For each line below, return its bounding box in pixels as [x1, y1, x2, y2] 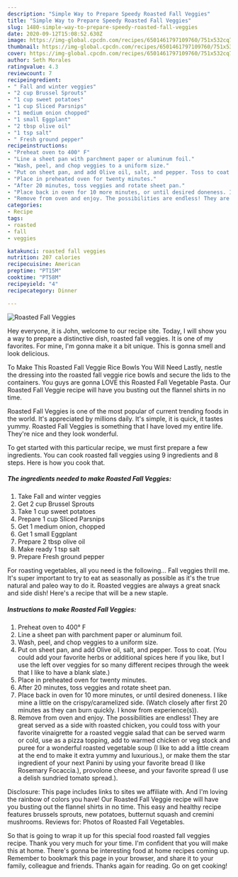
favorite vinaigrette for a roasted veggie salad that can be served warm [17, 729, 225, 737]
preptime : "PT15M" [7, 267, 62, 275]
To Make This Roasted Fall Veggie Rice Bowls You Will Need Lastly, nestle [7, 363, 222, 371]
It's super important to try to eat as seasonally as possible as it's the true [7, 574, 220, 583]
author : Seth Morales [7, 57, 72, 64]
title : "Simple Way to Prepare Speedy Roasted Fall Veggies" [7, 17, 192, 24]
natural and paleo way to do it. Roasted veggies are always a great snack [7, 581, 221, 590]
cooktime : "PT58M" [7, 274, 62, 281]
